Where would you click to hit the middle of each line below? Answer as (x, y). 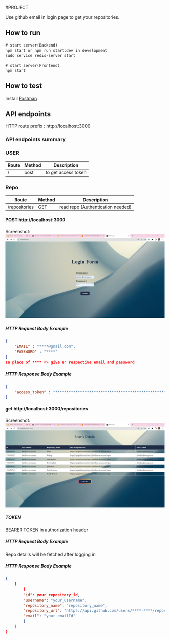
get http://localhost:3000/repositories (47, 408)
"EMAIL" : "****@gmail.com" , (45, 347)
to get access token (66, 173)
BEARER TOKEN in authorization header (47, 530)
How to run (23, 33)
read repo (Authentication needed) (95, 207)
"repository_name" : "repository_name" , (66, 605)
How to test (24, 86)
